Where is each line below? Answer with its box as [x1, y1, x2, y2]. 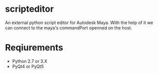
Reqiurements [5, 42, 63, 53]
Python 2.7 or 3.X [12, 58, 48, 64]
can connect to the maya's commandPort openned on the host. [5, 25, 133, 30]
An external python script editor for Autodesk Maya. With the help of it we [5, 20, 154, 25]
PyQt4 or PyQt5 [12, 63, 44, 69]
